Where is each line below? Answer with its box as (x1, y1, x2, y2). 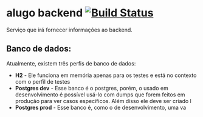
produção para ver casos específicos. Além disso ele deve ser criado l (15, 97, 191, 104)
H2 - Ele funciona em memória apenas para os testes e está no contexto (15, 72, 197, 79)
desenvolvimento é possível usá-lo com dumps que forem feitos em (15, 91, 185, 98)
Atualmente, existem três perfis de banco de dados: (6, 59, 136, 67)
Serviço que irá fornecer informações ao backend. (6, 26, 132, 33)
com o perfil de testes (15, 78, 71, 85)
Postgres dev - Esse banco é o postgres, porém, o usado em (15, 84, 168, 92)
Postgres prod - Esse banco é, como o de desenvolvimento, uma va (15, 104, 187, 111)
